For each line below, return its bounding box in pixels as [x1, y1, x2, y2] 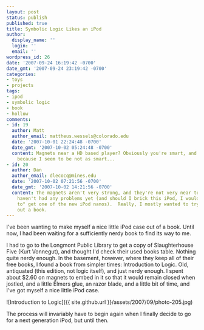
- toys [6, 77, 23, 83]
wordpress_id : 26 [6, 54, 50, 60]
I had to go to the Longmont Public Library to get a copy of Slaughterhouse [6, 241, 194, 249]
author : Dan [12, 167, 42, 173]
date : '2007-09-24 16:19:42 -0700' [6, 60, 97, 66]
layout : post [6, 9, 39, 15]
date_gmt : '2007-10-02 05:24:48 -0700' [12, 144, 113, 151]
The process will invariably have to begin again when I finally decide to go [6, 311, 191, 318]
